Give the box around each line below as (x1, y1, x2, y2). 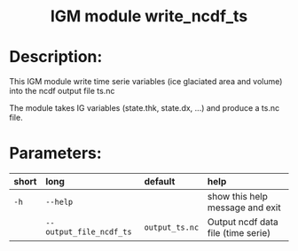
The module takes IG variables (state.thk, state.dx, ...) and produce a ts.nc (9, 103, 280, 114)
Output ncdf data (207, 216, 279, 228)
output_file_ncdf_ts (45, 227, 132, 237)
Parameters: (9, 144, 102, 163)
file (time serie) (207, 227, 271, 239)
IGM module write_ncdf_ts (50, 6, 248, 27)
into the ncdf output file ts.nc (9, 86, 115, 97)
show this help (207, 191, 268, 203)
